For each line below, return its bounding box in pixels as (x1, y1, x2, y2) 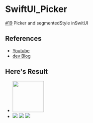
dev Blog (12, 53, 31, 59)
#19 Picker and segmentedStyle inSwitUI (5, 20, 89, 26)
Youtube (12, 47, 30, 53)
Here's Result (5, 67, 48, 76)
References (5, 34, 42, 43)
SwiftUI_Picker (5, 3, 68, 15)
